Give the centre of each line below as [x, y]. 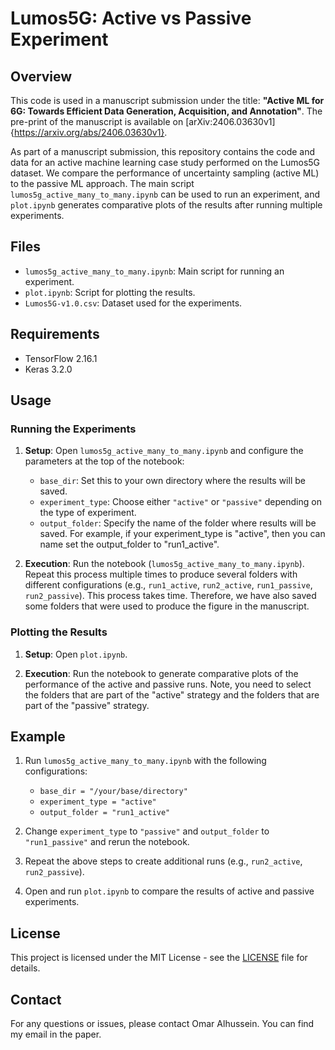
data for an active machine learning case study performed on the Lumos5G [165, 162]
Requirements [55, 334]
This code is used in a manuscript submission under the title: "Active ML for [167, 100]
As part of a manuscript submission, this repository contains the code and [163, 151]
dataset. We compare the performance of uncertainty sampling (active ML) [165, 173]
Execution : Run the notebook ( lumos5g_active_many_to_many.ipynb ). [164, 564]
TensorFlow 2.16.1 [61, 358]
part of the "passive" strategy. [87, 705]
